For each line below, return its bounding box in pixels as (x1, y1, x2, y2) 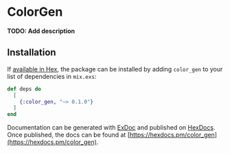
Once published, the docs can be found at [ (7, 131, 130, 139)
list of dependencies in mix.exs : (7, 72, 97, 80)
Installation (7, 47, 56, 58)
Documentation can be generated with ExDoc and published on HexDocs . (7, 123, 216, 132)
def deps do (7, 85, 41, 93)
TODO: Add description (7, 27, 76, 35)
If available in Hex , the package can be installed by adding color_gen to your (7, 64, 223, 73)
